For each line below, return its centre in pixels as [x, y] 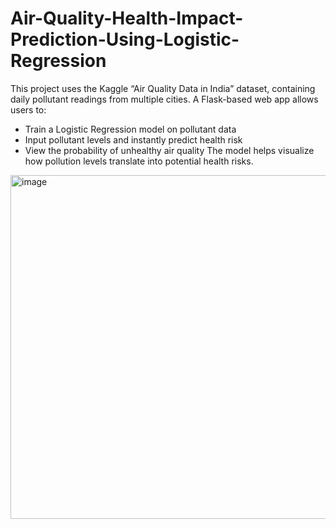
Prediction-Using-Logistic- [125, 39]
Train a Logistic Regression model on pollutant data [130, 129]
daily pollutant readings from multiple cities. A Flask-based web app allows [164, 99]
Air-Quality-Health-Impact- [127, 18]
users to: [28, 109]
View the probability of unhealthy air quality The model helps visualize [169, 150]
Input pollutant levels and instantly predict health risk [133, 139]
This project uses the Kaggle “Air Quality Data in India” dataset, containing [163, 88]
